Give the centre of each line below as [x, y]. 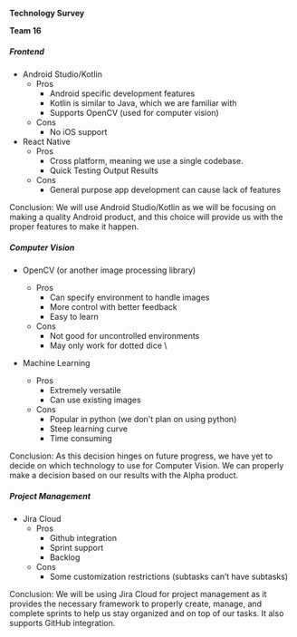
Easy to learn [74, 316]
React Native [46, 141]
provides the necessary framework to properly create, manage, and [136, 603]
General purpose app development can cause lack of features [165, 189]
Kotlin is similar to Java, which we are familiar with [143, 102]
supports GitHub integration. [62, 623]
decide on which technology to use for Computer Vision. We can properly [147, 465]
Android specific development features [122, 93]
